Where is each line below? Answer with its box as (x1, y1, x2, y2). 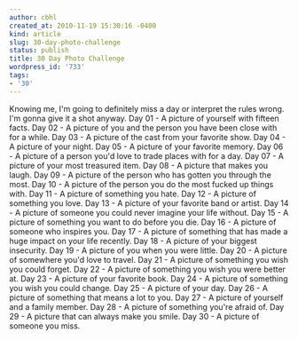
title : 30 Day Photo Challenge (9, 54, 125, 63)
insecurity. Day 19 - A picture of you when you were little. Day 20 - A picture (9, 245, 288, 256)
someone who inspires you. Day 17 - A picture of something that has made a (9, 225, 288, 236)
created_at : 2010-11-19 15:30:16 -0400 (9, 21, 157, 30)
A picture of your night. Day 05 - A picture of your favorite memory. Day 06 (9, 141, 284, 152)
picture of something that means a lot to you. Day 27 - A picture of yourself (9, 292, 284, 303)
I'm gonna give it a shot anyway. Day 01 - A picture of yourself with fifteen (9, 113, 279, 123)
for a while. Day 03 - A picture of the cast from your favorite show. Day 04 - (9, 131, 286, 142)
